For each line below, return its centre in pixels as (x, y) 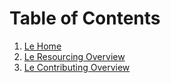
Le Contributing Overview (77, 67)
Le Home (42, 46)
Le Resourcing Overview (74, 56)
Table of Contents (85, 18)
